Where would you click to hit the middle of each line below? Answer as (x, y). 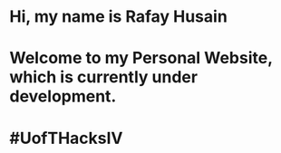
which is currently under (103, 77)
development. (63, 96)
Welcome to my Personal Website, (141, 58)
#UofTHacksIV (67, 138)
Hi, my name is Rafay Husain (119, 17)
